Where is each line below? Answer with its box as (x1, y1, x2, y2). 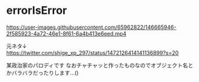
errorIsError (6, 4, 67, 17)
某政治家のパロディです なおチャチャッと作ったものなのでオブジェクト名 (6, 61, 188, 69)
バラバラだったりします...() (11, 69, 79, 76)
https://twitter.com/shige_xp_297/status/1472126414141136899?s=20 (6, 49, 179, 56)
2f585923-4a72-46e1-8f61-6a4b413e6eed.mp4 (6, 30, 127, 37)
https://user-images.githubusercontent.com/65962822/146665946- (6, 24, 177, 31)
